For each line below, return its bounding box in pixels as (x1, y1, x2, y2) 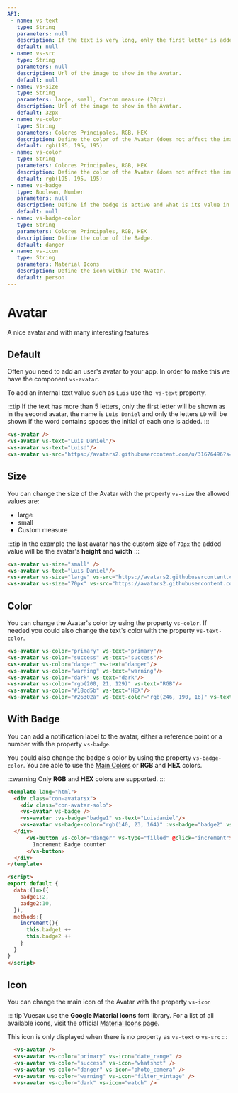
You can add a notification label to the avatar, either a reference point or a (7, 732, 222, 741)
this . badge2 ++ (25, 933, 72, 940)
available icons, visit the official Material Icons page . (7, 1019, 160, 1028)
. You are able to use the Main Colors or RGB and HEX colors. (23, 761, 203, 769)
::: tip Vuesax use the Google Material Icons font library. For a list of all (7, 1011, 214, 1020)
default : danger (16, 241, 65, 248)
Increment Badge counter (33, 841, 106, 848)
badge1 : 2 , (20, 893, 50, 900)
